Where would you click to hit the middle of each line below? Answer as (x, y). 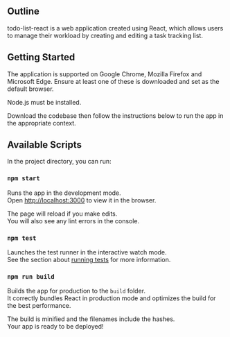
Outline (23, 11)
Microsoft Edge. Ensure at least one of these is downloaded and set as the (113, 81)
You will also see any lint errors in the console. (73, 221)
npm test (22, 238)
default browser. (30, 89)
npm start (24, 179)
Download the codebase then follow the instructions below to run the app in (115, 115)
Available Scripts (44, 145)
